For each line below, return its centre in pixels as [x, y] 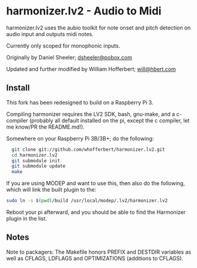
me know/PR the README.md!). [46, 127]
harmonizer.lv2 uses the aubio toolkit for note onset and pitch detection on [98, 28]
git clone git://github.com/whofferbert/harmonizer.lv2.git [88, 149]
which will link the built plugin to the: [51, 190]
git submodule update [39, 166]
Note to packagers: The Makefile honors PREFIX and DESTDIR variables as [99, 252]
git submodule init [36, 160]
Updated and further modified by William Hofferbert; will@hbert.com [91, 69]
